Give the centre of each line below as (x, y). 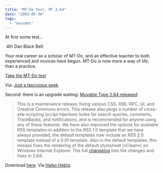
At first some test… (24, 37)
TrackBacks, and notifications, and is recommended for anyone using (87, 119)
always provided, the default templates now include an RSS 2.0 (80, 135)
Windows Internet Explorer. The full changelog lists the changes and (85, 151)
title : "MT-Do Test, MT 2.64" (36, 10)
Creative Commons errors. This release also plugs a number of (80, 109)
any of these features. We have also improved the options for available (88, 125)
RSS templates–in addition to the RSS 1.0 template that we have (80, 130)
